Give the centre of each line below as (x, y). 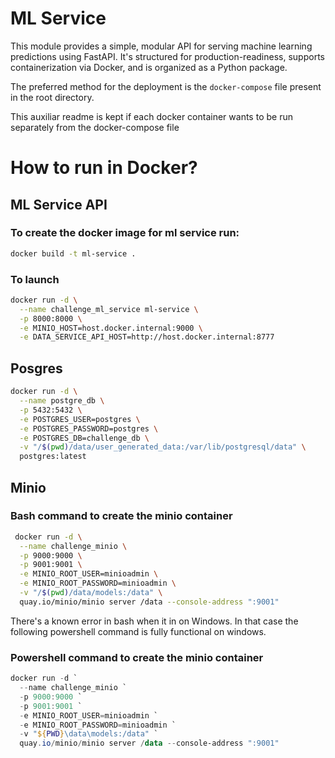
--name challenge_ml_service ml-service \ (109, 309)
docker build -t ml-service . (73, 253)
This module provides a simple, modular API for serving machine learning (161, 46)
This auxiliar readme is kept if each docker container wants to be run (151, 116)
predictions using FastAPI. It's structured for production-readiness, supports (167, 56)
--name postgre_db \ (62, 401)
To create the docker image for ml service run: (125, 233)
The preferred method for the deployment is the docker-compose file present (166, 86)
